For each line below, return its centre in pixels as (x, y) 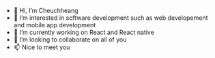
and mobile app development (55, 25)
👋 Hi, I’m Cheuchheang (46, 11)
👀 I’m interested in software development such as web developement (111, 18)
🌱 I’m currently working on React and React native (84, 32)
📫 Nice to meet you (42, 47)
